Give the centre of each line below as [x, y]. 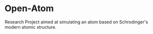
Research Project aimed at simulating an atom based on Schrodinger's [76, 22]
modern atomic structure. [30, 27]
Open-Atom [29, 8]
